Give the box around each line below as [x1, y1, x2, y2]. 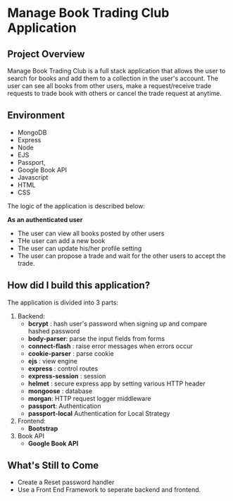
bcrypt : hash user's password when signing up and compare [27, 319, 208, 328]
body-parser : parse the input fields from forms [27, 334, 165, 342]
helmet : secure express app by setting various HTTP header [27, 379, 206, 388]
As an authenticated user [7, 215, 83, 223]
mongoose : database [27, 386, 93, 395]
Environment [7, 109, 65, 121]
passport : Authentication [27, 402, 101, 410]
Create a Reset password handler [17, 478, 115, 487]
